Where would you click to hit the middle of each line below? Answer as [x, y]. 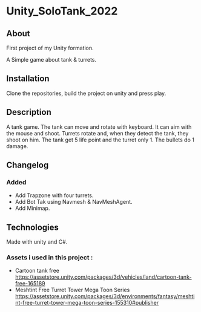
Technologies [33, 227]
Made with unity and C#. [37, 242]
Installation [28, 79]
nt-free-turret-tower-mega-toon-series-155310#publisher [87, 303]
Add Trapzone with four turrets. [54, 195]
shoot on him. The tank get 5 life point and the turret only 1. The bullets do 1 [100, 140]
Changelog [28, 165]
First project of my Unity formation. [50, 48]
